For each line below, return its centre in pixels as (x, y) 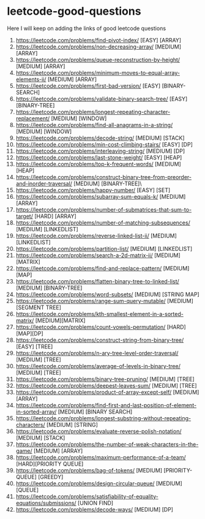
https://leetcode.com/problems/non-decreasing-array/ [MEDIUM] (99, 47)
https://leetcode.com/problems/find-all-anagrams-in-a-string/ (94, 125)
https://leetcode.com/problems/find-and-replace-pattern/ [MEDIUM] (102, 268)
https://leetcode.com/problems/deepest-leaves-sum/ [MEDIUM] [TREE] (106, 385)
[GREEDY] (51, 477)
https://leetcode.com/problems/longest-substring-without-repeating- (103, 418)
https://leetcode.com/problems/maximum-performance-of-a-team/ (101, 457)
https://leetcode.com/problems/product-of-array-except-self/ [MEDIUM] (107, 392)
